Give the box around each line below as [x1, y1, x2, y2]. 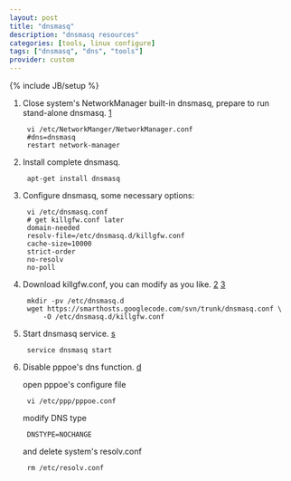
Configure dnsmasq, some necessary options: [22, 190, 195, 200]
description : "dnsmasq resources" [9, 30, 140, 39]
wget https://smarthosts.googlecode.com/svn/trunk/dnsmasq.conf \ [26, 304, 282, 313]
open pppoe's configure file [22, 380, 127, 390]
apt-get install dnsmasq [26, 174, 120, 183]
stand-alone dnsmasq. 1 [22, 108, 112, 118]
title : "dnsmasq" [9, 22, 75, 31]
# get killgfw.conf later [26, 216, 125, 225]
